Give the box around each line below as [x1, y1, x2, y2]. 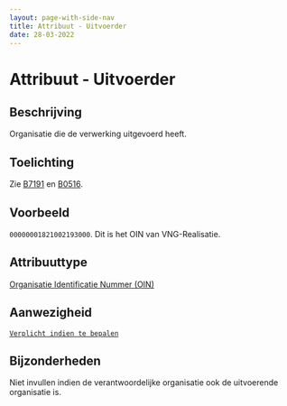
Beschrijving [9, 105, 83, 120]
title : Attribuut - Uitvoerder [9, 22, 127, 31]
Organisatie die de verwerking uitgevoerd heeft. [9, 128, 187, 140]
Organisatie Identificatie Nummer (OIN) [9, 279, 155, 290]
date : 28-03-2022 [9, 30, 75, 39]
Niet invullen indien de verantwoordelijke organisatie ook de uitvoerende [9, 377, 279, 388]
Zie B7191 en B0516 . [9, 179, 84, 189]
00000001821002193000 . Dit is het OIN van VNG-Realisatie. [9, 229, 221, 239]
